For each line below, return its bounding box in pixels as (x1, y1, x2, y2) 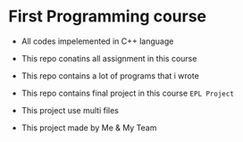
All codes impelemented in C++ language (21, 36, 174, 46)
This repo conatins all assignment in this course (21, 53, 197, 63)
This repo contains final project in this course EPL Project (21, 88, 234, 98)
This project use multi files (21, 104, 120, 115)
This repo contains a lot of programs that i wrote (21, 70, 200, 81)
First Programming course (8, 6, 207, 27)
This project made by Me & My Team (21, 122, 157, 133)
